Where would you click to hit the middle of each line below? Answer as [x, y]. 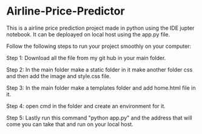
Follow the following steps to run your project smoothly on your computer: [99, 46]
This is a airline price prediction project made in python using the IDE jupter [100, 28]
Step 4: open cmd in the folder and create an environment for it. [86, 106]
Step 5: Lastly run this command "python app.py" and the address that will [99, 118]
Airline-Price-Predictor [66, 11]
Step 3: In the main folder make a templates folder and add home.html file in [101, 88]
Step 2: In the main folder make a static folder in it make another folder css [99, 69]
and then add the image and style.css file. [59, 76]
